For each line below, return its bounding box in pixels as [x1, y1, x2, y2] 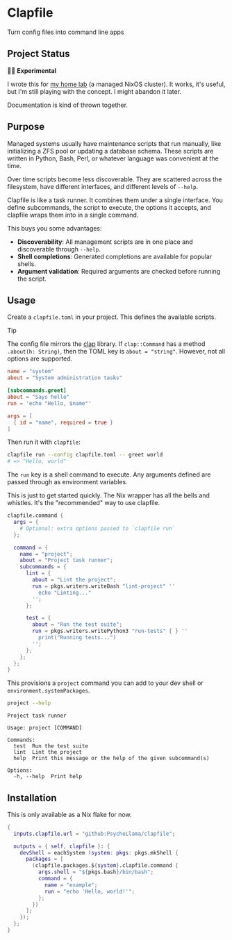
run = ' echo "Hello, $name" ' [7, 399, 92, 407]
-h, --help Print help [13, 773, 82, 780]
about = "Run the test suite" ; [32, 621, 123, 628]
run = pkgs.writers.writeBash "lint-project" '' [32, 582, 176, 590]
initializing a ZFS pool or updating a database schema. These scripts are [7, 147, 214, 155]
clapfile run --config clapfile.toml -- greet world [7, 452, 163, 459]
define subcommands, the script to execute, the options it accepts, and [7, 203, 211, 211]
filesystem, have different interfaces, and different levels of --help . [7, 182, 199, 190]
